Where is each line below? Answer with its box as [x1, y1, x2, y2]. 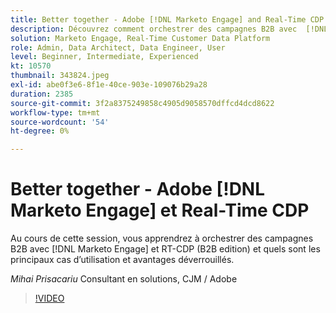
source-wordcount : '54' [10, 117, 110, 127]
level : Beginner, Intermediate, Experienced [10, 52, 199, 62]
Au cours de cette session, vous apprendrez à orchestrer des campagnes [10, 232, 314, 245]
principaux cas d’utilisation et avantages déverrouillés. [10, 254, 235, 266]
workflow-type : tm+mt [10, 107, 101, 118]
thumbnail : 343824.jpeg [10, 71, 110, 81]
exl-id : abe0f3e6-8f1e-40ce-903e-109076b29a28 [10, 80, 208, 90]
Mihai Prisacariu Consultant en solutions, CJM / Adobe [10, 273, 238, 285]
